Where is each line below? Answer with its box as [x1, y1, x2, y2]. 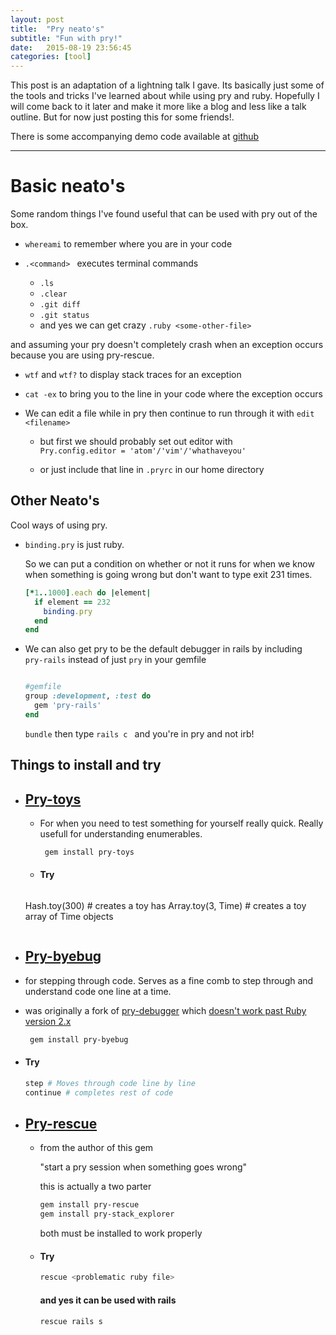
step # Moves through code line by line [24, 1078, 196, 1088]
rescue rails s [39, 1316, 103, 1326]
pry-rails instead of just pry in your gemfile [24, 654, 207, 666]
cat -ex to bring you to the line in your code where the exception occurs [24, 388, 323, 400]
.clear [39, 289, 68, 300]
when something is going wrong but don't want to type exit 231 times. [24, 568, 313, 580]
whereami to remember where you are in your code [24, 238, 233, 250]
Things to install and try [10, 757, 162, 774]
